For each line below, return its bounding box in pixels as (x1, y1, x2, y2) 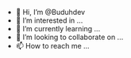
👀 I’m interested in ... (15, 16, 83, 25)
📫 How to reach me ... (15, 42, 90, 50)
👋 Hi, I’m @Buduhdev (15, 8, 86, 16)
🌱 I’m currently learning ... (15, 24, 101, 33)
